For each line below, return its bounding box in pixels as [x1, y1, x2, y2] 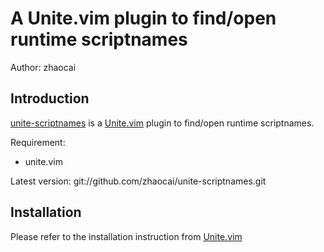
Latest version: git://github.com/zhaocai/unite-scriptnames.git [10, 175, 267, 187]
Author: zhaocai [10, 61, 77, 73]
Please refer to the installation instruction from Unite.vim [10, 230, 243, 242]
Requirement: [10, 136, 66, 148]
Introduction [10, 90, 90, 107]
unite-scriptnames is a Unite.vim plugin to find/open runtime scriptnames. [10, 117, 315, 129]
